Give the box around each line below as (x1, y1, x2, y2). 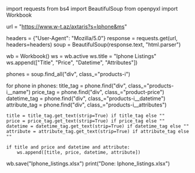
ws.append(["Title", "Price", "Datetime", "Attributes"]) (6, 59, 138, 66)
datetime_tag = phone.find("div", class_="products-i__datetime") (6, 95, 166, 102)
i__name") (6, 89, 31, 95)
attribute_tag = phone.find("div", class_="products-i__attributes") (6, 101, 167, 108)
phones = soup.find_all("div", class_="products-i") (6, 71, 131, 77)
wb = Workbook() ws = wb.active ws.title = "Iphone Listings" (6, 53, 157, 59)
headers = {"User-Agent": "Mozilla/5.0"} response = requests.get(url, (6, 35, 178, 41)
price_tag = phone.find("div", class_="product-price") (32, 89, 165, 95)
